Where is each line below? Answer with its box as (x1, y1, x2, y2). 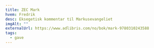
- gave (10, 35, 24, 40)
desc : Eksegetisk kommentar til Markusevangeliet (5, 16, 113, 21)
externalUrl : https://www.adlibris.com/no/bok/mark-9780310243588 (5, 26, 149, 31)
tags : (5, 30, 17, 35)
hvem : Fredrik (5, 12, 36, 17)
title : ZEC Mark (5, 7, 40, 12)
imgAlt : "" (5, 21, 29, 26)
